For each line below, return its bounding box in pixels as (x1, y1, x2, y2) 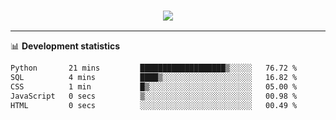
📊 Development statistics (10, 40, 121, 52)
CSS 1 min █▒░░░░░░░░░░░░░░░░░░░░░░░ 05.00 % (10, 82, 298, 92)
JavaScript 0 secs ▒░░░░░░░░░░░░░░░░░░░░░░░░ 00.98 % (10, 91, 298, 101)
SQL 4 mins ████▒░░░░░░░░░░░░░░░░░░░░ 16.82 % (10, 73, 298, 83)
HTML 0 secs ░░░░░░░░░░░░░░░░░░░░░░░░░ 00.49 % (10, 100, 298, 110)
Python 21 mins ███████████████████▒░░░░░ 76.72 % (10, 63, 298, 74)
